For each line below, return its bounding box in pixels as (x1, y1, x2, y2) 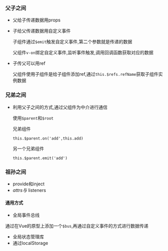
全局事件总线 (12, 212, 40, 218)
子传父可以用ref (12, 60, 46, 67)
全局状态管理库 (12, 234, 44, 240)
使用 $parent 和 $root (12, 115, 54, 121)
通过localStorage (12, 240, 48, 246)
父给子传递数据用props (12, 17, 61, 23)
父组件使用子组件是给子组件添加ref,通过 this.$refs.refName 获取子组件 (12, 71, 159, 77)
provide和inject (12, 181, 45, 187)
